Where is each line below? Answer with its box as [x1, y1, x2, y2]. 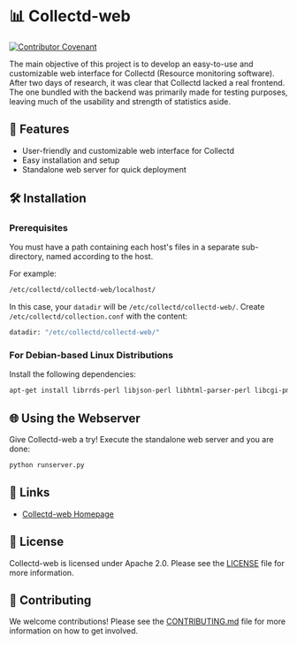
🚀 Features [9, 122, 70, 137]
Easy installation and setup [21, 155, 120, 165]
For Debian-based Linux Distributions [9, 349, 174, 362]
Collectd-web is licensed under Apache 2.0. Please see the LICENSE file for [9, 557, 285, 568]
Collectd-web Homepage [21, 509, 115, 519]
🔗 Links [9, 485, 50, 500]
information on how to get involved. [9, 626, 139, 636]
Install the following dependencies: [9, 369, 137, 380]
